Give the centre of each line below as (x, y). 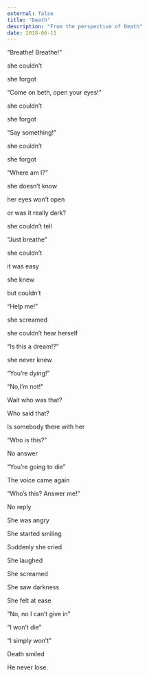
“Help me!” (23, 306)
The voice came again (38, 480)
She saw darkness (33, 587)
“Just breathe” (27, 239)
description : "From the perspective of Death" (75, 26)
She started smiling (34, 534)
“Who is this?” (27, 440)
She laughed (25, 560)
